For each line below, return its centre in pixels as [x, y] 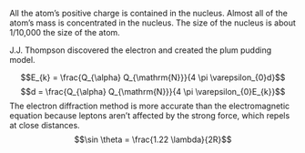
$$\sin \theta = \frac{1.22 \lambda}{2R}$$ [153, 139]
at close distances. [45, 125]
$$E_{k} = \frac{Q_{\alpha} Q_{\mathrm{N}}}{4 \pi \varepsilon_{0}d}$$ [153, 77]
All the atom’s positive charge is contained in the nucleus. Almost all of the [149, 13]
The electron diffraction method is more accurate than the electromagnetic [150, 106]
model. [22, 60]
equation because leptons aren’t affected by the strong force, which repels [150, 116]
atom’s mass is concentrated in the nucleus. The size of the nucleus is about [152, 23]
